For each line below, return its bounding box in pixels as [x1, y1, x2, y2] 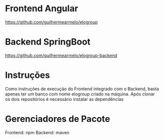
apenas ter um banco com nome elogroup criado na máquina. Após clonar [5, 91, 155, 97]
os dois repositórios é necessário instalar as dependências [5, 96, 124, 102]
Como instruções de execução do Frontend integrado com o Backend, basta [5, 86, 159, 92]
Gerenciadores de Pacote [5, 114, 110, 124]
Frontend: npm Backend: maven [5, 129, 70, 135]
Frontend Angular [5, 3, 78, 14]
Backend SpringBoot [5, 36, 91, 47]
